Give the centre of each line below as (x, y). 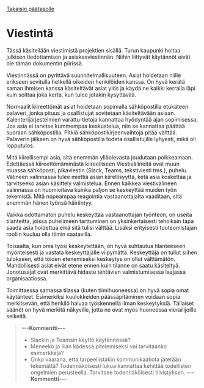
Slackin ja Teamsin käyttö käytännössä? (81, 340)
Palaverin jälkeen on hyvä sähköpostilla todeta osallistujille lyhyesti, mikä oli (101, 139)
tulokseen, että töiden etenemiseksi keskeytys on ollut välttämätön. (91, 258)
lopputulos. (20, 145)
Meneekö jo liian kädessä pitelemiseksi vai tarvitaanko (98, 346)
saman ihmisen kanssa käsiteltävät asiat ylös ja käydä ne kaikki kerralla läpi (101, 88)
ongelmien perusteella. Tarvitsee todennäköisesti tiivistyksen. (108, 372)
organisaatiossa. (27, 278)
